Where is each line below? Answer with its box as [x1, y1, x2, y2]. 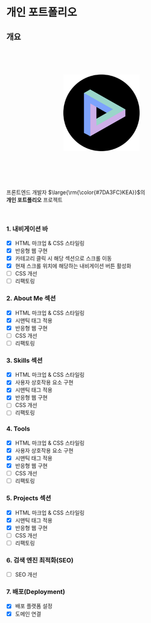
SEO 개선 [14, 571, 37, 578]
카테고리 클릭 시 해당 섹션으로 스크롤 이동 [14, 255, 112, 262]
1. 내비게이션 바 [6, 224, 48, 233]
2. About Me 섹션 [6, 294, 56, 303]
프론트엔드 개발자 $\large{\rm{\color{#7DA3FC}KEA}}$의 [6, 189, 146, 196]
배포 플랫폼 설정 [14, 602, 53, 610]
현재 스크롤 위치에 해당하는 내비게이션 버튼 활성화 [14, 262, 132, 270]
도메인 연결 [14, 610, 42, 618]
